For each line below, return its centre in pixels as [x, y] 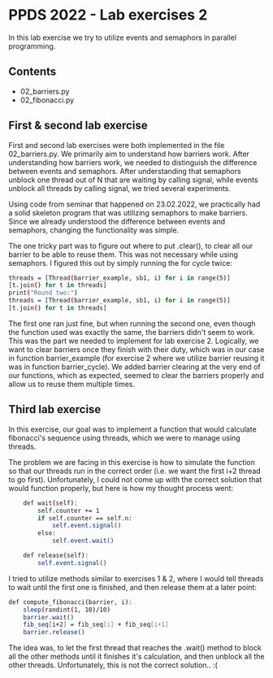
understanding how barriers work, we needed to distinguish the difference [133, 162]
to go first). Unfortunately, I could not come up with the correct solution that [135, 479]
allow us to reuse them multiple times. [72, 384]
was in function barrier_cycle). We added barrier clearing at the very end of [135, 367]
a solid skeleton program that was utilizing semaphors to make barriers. [128, 212]
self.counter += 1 [69, 511]
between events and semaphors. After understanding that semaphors [125, 171]
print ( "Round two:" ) [43, 293]
